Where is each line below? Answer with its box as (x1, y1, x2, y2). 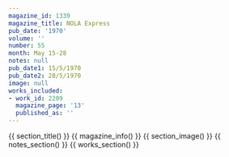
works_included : (8, 86, 63, 95)
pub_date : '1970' (8, 27, 67, 35)
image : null (8, 79, 49, 87)
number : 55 (8, 42, 45, 50)
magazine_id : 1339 (8, 11, 70, 20)
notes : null (8, 57, 49, 65)
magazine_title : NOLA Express (8, 19, 111, 27)
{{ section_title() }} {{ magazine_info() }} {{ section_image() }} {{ (8, 131, 221, 141)
